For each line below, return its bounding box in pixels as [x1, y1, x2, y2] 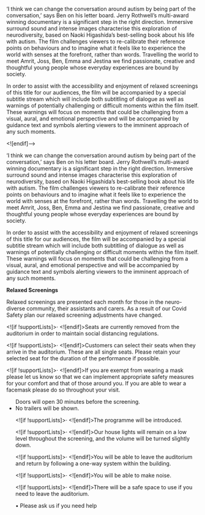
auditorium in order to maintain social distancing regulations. [6, 330, 159, 337]
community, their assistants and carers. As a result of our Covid [26, 305, 187, 312]
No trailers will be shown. [15, 405, 80, 412]
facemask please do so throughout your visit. [6, 386, 121, 393]
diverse [6, 305, 26, 312]
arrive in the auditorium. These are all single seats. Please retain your [6, 348, 181, 355]
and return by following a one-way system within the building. [15, 460, 171, 467]
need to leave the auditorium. [15, 490, 89, 497]
